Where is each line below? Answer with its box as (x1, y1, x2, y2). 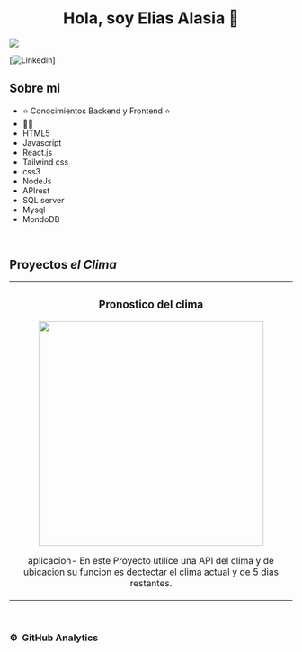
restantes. (129, 577, 173, 590)
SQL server (22, 194, 65, 205)
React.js (22, 147, 53, 157)
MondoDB (22, 213, 60, 224)
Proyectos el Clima (9, 257, 117, 272)
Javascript (22, 137, 62, 147)
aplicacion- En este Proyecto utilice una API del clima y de (28, 555, 274, 567)
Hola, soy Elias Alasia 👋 (62, 8, 240, 29)
